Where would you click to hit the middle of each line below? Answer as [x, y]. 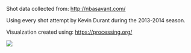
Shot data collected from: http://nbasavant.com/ [66, 9]
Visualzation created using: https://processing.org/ [69, 32]
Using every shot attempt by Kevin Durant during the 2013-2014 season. [96, 20]
